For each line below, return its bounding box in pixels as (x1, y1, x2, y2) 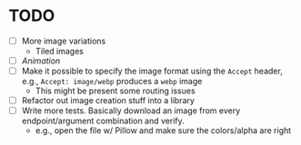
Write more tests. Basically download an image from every (21, 105, 241, 116)
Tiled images (35, 46, 84, 56)
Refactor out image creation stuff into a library (21, 95, 195, 106)
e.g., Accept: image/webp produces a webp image (21, 76, 203, 87)
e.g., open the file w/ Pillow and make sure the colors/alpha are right (35, 125, 292, 136)
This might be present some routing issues (35, 85, 196, 96)
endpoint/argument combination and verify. (21, 115, 186, 127)
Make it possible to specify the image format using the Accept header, (21, 65, 283, 77)
